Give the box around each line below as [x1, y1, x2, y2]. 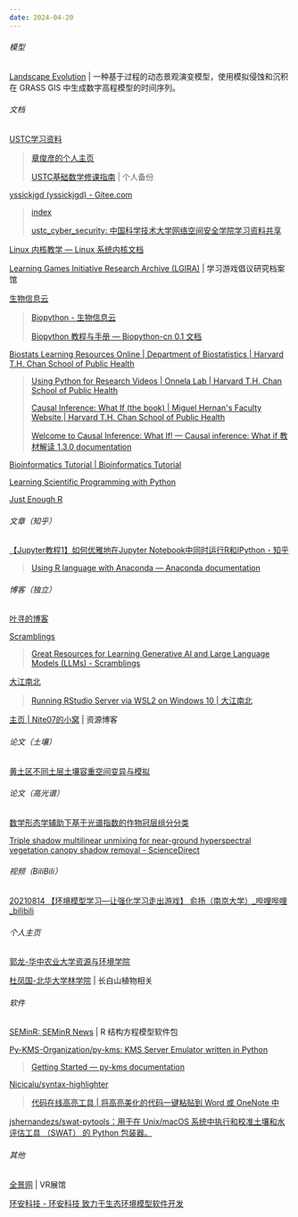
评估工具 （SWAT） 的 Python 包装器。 [9, 1128, 153, 1138]
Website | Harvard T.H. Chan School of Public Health [30, 412, 226, 423]
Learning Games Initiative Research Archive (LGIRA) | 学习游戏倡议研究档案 [9, 263, 286, 274]
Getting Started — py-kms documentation [30, 1062, 186, 1072]
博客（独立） [9, 584, 56, 594]
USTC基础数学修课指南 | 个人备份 [30, 171, 154, 183]
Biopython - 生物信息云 [30, 312, 116, 323]
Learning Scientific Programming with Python [9, 476, 177, 487]
